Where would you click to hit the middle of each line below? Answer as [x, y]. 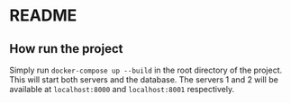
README [43, 16]
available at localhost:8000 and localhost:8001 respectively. [122, 89]
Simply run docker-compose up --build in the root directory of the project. [145, 70]
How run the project [66, 49]
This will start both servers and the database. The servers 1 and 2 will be [144, 80]
